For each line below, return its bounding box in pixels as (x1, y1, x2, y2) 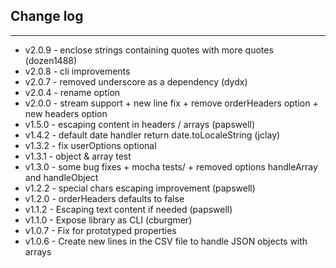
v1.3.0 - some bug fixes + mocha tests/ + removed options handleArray (24, 160, 318, 173)
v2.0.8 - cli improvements (24, 65, 131, 77)
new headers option (24, 107, 108, 119)
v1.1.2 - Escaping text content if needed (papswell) (24, 203, 233, 215)
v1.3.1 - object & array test (24, 150, 132, 162)
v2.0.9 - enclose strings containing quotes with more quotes (24, 44, 274, 56)
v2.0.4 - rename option (24, 86, 121, 98)
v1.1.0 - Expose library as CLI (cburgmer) (24, 214, 193, 226)
